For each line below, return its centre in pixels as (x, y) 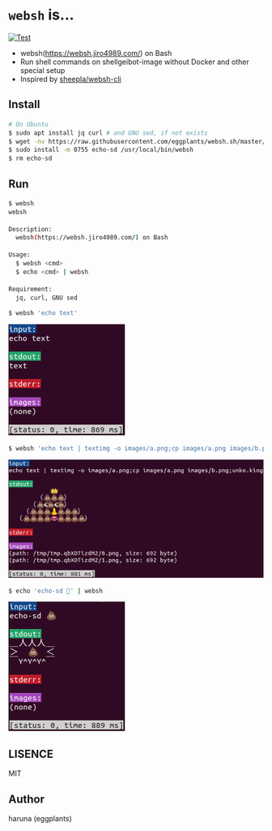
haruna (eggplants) (40, 819)
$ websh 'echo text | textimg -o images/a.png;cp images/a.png (117, 449)
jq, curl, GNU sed (47, 298)
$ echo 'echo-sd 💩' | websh (56, 591)
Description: (30, 229)
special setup (42, 70)
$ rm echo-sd (30, 159)
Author (26, 799)
